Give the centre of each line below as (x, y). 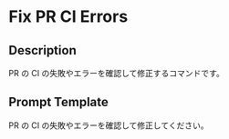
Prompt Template (58, 102)
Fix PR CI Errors (68, 17)
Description (42, 50)
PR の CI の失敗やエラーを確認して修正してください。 (109, 125)
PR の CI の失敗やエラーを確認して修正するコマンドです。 (116, 73)
